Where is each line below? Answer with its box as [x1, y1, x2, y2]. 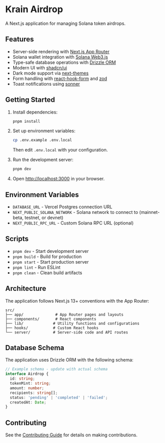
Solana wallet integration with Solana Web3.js [12, 54, 108, 60]
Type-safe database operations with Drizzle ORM [12, 59, 116, 65]
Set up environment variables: [12, 128, 76, 134]
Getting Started [5, 95, 55, 104]
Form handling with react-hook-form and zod [12, 75, 108, 82]
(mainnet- [139, 209, 160, 215]
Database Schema [5, 344, 64, 352]
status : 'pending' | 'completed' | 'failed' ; [10, 395, 108, 400]
